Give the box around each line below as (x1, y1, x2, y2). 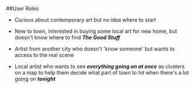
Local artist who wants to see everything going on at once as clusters (14, 63, 185, 70)
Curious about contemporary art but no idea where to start (14, 16, 156, 23)
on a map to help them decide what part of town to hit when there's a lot (14, 69, 189, 76)
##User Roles (6, 5, 39, 12)
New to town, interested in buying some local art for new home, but (14, 28, 177, 35)
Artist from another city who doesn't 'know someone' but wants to (14, 45, 175, 52)
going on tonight (14, 76, 56, 82)
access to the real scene (14, 52, 74, 58)
